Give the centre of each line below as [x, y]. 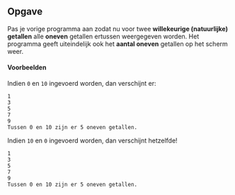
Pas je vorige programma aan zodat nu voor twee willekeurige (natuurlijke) [118, 28]
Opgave [25, 12]
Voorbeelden [27, 67]
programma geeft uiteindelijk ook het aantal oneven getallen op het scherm [117, 44]
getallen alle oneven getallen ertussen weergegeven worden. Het [103, 36]
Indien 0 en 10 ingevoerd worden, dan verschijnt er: [82, 84]
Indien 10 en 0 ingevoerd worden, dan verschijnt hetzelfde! [93, 140]
